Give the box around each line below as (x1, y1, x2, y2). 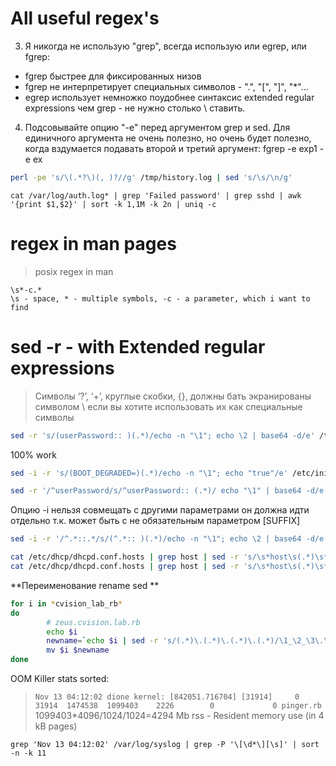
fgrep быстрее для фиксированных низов (24, 70, 202, 82)
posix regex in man (34, 265, 114, 277)
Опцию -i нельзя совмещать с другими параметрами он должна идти (10, 504, 310, 516)
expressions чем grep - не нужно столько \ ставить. (24, 102, 246, 114)
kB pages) (34, 720, 78, 732)
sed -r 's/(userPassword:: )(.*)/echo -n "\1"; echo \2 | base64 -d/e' (10, 430, 315, 441)
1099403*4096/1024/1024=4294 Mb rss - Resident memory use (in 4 (34, 710, 325, 722)
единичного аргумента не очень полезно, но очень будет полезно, (24, 132, 312, 144)
